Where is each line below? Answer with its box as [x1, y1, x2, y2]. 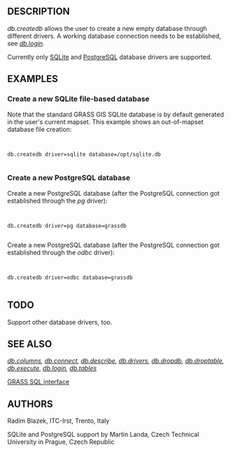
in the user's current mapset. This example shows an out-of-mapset [7, 117, 204, 126]
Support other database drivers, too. [7, 318, 113, 326]
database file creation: [7, 125, 72, 133]
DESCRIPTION [7, 6, 70, 18]
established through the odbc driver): [7, 248, 115, 257]
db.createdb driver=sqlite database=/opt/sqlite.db [7, 151, 161, 158]
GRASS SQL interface [7, 378, 70, 386]
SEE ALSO [7, 338, 52, 350]
